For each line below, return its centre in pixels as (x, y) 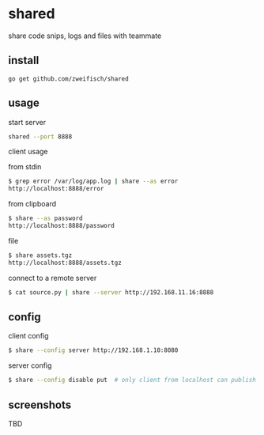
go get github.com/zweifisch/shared (68, 79)
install (24, 61)
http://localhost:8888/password (61, 226)
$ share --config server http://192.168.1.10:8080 (93, 350)
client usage (28, 152)
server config (30, 365)
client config (28, 336)
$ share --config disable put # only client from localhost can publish (132, 380)
